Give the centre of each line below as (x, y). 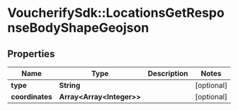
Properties (31, 54)
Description (168, 73)
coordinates (32, 97)
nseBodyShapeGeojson (78, 28)
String (70, 85)
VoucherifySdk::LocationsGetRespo (116, 13)
